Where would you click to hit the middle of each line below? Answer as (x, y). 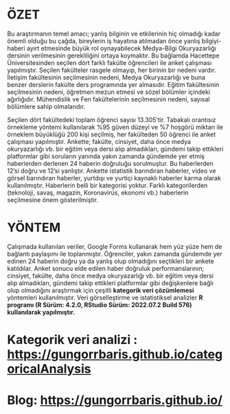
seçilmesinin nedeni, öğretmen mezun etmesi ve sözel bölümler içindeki (109, 92)
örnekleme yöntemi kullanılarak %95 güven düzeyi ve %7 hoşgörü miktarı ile (115, 127)
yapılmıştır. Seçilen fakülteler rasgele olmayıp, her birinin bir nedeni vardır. (112, 70)
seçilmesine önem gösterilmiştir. (53, 199)
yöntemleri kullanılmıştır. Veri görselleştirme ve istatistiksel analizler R (105, 297)
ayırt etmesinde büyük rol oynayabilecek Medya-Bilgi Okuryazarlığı (121, 48)
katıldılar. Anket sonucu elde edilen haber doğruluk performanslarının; (106, 268)
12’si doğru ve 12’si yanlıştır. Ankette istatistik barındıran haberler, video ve (112, 171)
